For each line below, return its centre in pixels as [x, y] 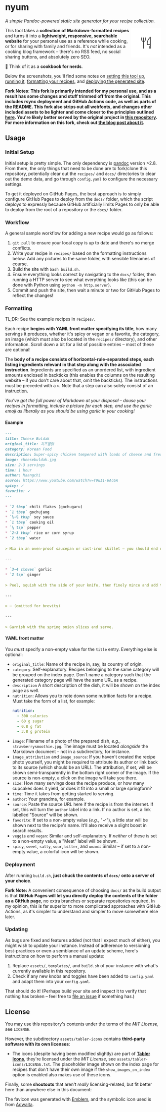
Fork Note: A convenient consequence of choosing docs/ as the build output [83, 890]
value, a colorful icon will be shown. [63, 852]
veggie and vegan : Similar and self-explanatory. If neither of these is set [84, 836]
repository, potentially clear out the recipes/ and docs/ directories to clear [81, 174]
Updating [17, 930]
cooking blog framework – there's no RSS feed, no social [63, 52]
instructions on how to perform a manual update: [55, 956]
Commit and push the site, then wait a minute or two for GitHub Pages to [86, 290]
